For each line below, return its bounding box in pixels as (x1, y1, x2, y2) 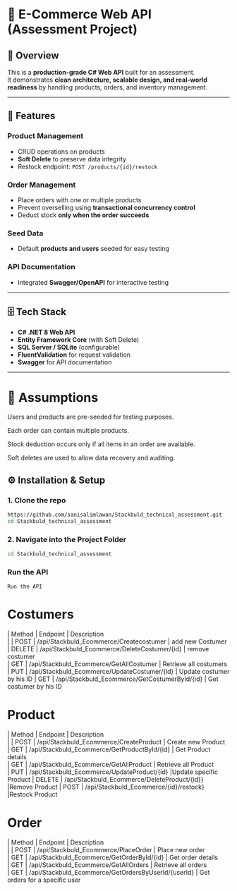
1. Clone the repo (7, 495, 66, 505)
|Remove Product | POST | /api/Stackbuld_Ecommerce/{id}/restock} (7, 782, 205, 792)
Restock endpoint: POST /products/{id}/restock (17, 162, 158, 171)
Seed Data (7, 228, 44, 238)
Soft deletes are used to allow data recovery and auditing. (7, 454, 175, 462)
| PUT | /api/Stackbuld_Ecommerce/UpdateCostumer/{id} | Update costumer (7, 668, 230, 676)
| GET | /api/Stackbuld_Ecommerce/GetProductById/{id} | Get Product (7, 745, 211, 754)
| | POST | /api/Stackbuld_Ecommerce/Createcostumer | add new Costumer (7, 637, 227, 646)
